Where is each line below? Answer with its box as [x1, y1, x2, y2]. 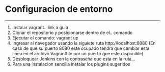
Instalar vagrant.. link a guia [12, 24, 69, 30]
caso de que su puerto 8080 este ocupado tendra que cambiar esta [12, 45, 150, 51]
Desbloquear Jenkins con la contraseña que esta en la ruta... [12, 56, 136, 62]
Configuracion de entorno [5, 3, 113, 15]
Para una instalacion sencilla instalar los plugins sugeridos [12, 61, 131, 67]
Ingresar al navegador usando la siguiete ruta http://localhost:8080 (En [12, 40, 156, 46]
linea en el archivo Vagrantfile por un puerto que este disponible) [12, 50, 144, 56]
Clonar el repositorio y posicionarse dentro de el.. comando [12, 30, 133, 36]
